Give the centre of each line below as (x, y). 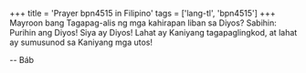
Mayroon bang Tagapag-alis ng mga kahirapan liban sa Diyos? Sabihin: (143, 23)
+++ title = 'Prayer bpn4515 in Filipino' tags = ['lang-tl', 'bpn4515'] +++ (142, 13)
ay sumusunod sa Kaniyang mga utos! (81, 42)
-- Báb (22, 60)
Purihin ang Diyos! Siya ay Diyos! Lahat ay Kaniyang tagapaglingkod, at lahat (153, 32)
